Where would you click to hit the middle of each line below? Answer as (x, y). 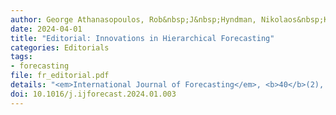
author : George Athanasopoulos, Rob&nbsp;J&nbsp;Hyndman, (133, 19)
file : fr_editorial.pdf (60, 76)
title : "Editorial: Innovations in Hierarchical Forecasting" (142, 38)
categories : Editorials (60, 47)
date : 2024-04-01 (46, 29)
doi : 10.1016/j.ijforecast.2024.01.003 (93, 94)
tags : (21, 57)
